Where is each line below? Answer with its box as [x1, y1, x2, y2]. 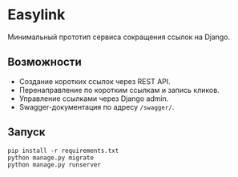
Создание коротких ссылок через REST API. [18, 76, 171, 86]
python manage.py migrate [7, 154, 94, 162]
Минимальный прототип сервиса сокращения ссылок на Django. [7, 32, 231, 42]
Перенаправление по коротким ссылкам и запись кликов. [18, 85, 220, 95]
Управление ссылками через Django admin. [18, 94, 169, 103]
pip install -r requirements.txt [7, 147, 119, 155]
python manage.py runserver [7, 160, 102, 169]
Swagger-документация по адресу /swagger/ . [18, 102, 175, 111]
